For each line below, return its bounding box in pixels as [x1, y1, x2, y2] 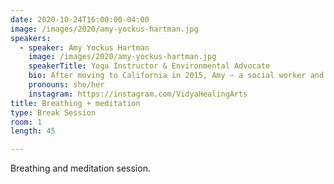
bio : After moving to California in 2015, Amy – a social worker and [28, 71, 325, 81]
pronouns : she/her [28, 80, 105, 90]
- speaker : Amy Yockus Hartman [19, 42, 150, 53]
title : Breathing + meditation [10, 98, 141, 108]
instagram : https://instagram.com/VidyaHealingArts [28, 89, 248, 99]
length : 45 [10, 126, 56, 136]
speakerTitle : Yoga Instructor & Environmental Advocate [28, 61, 271, 71]
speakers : [10, 33, 52, 43]
